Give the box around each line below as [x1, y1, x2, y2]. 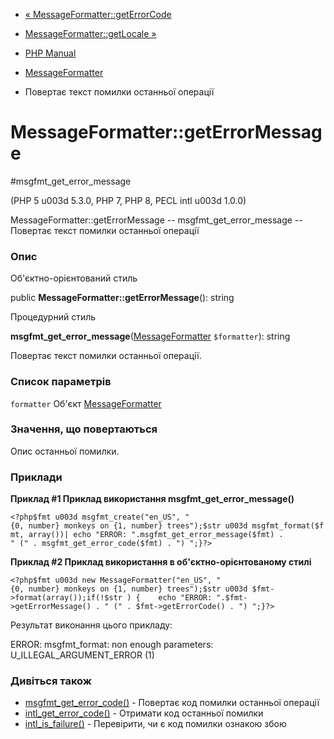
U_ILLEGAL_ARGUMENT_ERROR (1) [10, 649, 155, 661]
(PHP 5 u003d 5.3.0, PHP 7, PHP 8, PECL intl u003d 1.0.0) [10, 194, 247, 206]
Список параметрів [10, 375, 112, 389]
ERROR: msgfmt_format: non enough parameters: [10, 639, 214, 651]
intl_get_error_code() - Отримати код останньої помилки [24, 707, 264, 719]
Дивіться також [10, 674, 92, 688]
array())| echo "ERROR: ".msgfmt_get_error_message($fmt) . [28, 530, 284, 540]
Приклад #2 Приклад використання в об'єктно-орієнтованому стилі [10, 556, 312, 568]
